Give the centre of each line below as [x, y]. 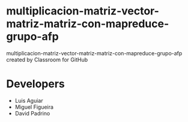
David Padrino [32, 113]
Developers [35, 84]
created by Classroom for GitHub [47, 59]
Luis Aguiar [29, 100]
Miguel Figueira [34, 107]
